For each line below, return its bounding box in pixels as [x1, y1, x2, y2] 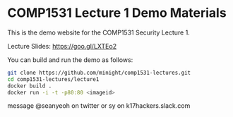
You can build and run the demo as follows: [7, 55, 133, 64]
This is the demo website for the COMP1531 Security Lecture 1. [7, 28, 191, 37]
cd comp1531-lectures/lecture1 [7, 75, 100, 82]
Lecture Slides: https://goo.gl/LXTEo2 [7, 42, 117, 50]
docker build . [7, 82, 52, 90]
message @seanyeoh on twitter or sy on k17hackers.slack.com [7, 101, 191, 110]
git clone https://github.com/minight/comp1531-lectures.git [7, 69, 191, 76]
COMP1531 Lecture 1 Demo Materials [7, 5, 227, 21]
